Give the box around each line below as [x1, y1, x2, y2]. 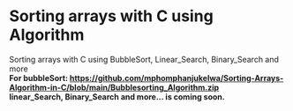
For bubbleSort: [9, 72, 69, 83]
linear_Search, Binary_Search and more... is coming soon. [9, 91, 225, 102]
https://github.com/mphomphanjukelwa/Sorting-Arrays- [69, 72, 284, 83]
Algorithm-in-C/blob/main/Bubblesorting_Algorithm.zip [9, 82, 220, 92]
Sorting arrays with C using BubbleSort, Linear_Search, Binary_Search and [9, 54, 280, 64]
